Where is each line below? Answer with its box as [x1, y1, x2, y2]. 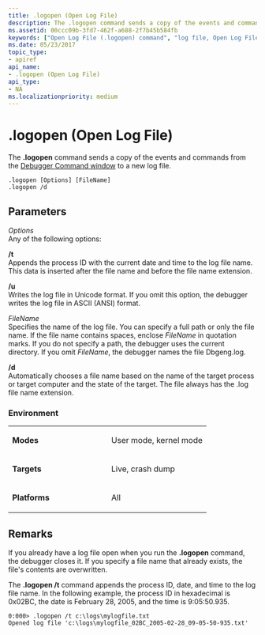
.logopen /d [8, 183, 47, 191]
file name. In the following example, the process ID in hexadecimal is [8, 588, 231, 598]
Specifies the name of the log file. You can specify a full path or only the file [8, 322, 255, 331]
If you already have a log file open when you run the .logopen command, [8, 548, 246, 558]
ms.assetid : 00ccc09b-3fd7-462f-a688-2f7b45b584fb [8, 26, 178, 34]
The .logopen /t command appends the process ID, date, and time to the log [8, 580, 256, 590]
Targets [12, 463, 42, 474]
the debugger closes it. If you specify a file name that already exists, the [8, 557, 243, 566]
